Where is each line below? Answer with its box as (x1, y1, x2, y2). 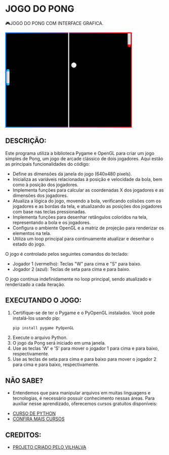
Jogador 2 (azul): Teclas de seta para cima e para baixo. (12, 266, 131, 272)
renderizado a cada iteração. (5, 281, 66, 287)
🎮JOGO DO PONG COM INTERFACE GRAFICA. (5, 20, 104, 26)
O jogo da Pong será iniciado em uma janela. (12, 340, 106, 346)
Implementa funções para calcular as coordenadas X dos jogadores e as (12, 187, 164, 193)
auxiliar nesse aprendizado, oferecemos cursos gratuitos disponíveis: (12, 401, 158, 407)
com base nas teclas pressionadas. (12, 208, 87, 215)
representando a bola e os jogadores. (12, 219, 91, 225)
